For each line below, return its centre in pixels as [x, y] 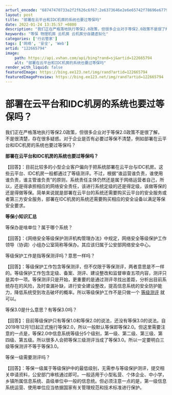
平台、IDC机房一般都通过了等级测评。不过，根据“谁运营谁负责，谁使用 [89, 173]
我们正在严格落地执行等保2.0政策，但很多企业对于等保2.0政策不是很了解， [84, 132]
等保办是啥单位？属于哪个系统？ [39, 227]
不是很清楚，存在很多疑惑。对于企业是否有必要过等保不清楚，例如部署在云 [84, 138]
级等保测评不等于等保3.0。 [33, 346]
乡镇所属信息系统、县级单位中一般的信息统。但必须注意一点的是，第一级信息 [86, 381]
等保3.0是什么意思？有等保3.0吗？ [41, 310]
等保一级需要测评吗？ [28, 357]
